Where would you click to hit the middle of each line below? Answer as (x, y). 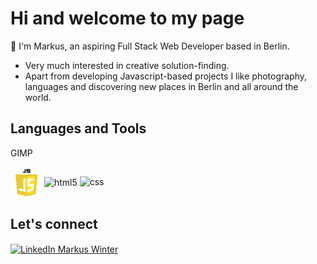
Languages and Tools (78, 128)
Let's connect (54, 224)
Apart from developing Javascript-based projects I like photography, (166, 76)
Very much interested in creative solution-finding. (127, 65)
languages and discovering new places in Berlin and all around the (161, 86)
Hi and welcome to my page (127, 18)
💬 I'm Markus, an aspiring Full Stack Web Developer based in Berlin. (150, 46)
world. (38, 97)
